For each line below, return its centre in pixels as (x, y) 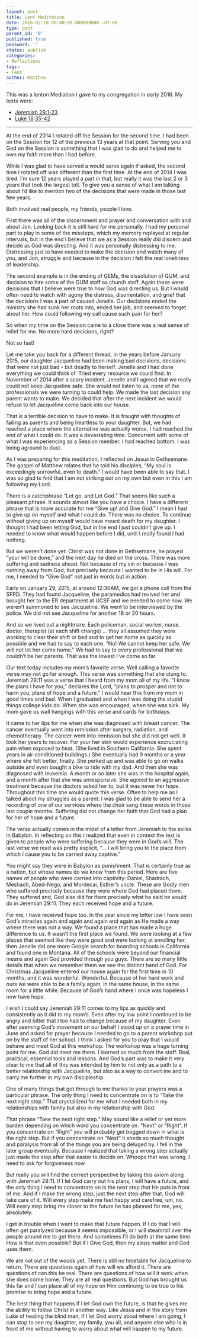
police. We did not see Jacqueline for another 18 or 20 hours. (81, 613)
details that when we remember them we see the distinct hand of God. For (97, 965)
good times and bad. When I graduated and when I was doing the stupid (94, 699)
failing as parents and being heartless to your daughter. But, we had (89, 423)
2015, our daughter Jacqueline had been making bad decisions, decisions (96, 361)
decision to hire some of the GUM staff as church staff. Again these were (95, 283)
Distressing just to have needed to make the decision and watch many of (95, 252)
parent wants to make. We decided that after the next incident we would (94, 399)
